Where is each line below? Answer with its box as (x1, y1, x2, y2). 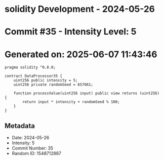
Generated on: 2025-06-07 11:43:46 (4, 48, 158, 60)
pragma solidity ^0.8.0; (4, 65, 56, 70)
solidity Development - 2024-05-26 (4, 3, 155, 15)
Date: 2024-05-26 (11, 135, 49, 141)
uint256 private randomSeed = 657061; (13, 82, 93, 87)
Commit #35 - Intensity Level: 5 (4, 26, 137, 38)
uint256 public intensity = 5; (13, 78, 78, 83)
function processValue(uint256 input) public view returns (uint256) (13, 91, 160, 96)
